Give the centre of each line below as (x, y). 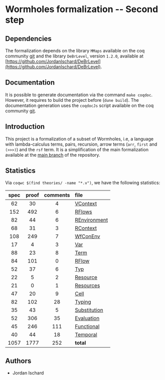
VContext (86, 204)
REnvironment (92, 220)
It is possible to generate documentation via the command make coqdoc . (79, 95)
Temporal (86, 335)
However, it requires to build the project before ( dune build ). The (72, 100)
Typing (83, 302)
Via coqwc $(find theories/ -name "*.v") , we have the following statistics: (83, 183)
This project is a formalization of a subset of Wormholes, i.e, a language (79, 139)
